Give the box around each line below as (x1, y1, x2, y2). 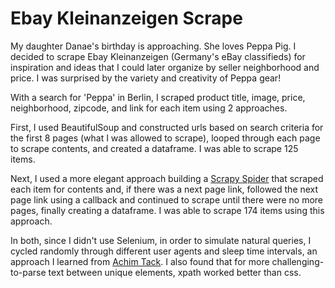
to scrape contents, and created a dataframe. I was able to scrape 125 (10, 142, 299, 154)
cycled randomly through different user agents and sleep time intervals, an (10, 245, 318, 257)
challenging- (271, 255, 325, 267)
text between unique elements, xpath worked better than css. (48, 266, 302, 278)
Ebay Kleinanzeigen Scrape (10, 7, 243, 30)
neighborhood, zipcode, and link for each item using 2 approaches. (10, 102, 288, 114)
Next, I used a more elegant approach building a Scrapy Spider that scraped (10, 172, 324, 184)
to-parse (10, 266, 47, 278)
